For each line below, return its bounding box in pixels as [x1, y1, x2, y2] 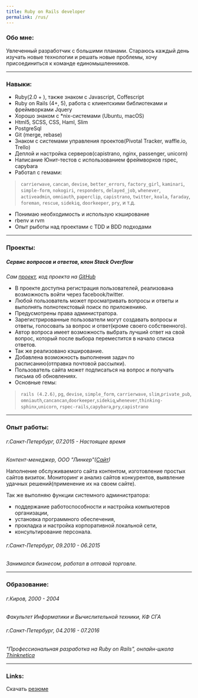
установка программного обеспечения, [14, 516, 115, 523]
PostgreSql [14, 125, 42, 132]
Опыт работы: [6, 423, 49, 431]
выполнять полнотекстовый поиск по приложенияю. [14, 303, 147, 311]
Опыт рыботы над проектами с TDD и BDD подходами [14, 223, 152, 231]
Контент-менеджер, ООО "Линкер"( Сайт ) [6, 456, 111, 463]
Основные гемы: [14, 379, 57, 386]
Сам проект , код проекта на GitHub [6, 273, 96, 280]
